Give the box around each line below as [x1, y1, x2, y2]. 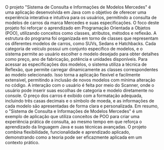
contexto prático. [5, 140, 40, 145]
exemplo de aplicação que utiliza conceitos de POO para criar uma [5, 114, 140, 119]
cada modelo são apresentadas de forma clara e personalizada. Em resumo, [5, 103, 159, 109]
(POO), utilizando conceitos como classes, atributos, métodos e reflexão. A [5, 30, 157, 36]
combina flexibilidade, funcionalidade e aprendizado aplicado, [5, 129, 131, 135]
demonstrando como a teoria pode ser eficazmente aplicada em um [5, 134, 142, 140]
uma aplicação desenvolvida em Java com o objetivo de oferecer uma [5, 9, 147, 15]
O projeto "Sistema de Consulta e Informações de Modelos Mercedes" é [5, 4, 151, 10]
